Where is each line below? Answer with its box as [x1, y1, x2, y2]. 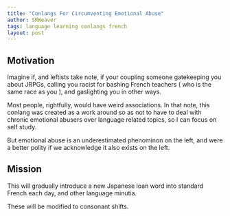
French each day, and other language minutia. [7, 188, 137, 197]
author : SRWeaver [7, 17, 57, 23]
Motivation [7, 54, 55, 66]
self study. [7, 123, 37, 131]
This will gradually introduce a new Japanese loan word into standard [7, 182, 204, 190]
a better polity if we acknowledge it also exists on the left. [7, 144, 170, 152]
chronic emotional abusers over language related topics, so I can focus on [7, 116, 217, 124]
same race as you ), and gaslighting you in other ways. [7, 87, 162, 96]
